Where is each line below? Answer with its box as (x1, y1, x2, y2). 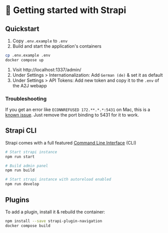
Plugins (5, 195, 30, 204)
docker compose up (5, 57, 44, 62)
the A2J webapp (12, 82, 47, 88)
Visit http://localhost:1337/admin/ (12, 66, 81, 72)
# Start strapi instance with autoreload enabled (5, 177, 112, 182)
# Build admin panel (5, 163, 49, 168)
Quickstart (5, 25, 40, 33)
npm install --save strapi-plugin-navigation (5, 218, 102, 223)
